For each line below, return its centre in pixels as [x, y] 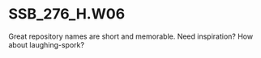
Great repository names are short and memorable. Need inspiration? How [131, 36]
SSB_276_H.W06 [67, 14]
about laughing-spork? [47, 44]
